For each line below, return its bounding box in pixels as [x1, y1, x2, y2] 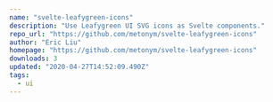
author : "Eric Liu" [9, 37, 82, 47]
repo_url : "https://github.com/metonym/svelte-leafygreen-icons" [9, 29, 257, 38]
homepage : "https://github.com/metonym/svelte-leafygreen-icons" [9, 46, 257, 55]
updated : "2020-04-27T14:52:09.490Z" [9, 63, 150, 72]
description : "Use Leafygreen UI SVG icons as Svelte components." [9, 21, 266, 30]
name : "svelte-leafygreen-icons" [9, 12, 134, 22]
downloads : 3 [9, 54, 58, 63]
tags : [9, 71, 29, 80]
